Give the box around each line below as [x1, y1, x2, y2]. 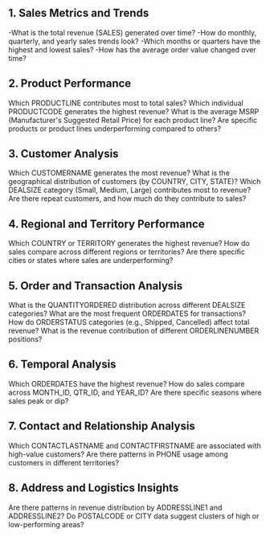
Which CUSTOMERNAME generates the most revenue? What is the [8, 168, 231, 178]
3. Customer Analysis [8, 147, 119, 161]
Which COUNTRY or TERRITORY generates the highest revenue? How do [8, 239, 251, 248]
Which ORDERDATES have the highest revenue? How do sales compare [8, 379, 245, 388]
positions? [8, 334, 43, 344]
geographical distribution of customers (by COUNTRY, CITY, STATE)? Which [8, 177, 261, 187]
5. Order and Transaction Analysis [8, 279, 183, 293]
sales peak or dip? [8, 396, 69, 405]
